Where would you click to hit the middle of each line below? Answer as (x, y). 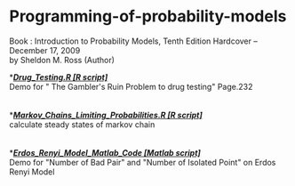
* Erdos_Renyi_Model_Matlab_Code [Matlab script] (105, 152)
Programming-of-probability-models (148, 16)
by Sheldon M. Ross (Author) (62, 60)
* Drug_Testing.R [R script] (59, 77)
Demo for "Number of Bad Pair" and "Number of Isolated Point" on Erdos (143, 162)
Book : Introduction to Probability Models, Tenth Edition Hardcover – (133, 41)
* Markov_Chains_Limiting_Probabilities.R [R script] (106, 115)
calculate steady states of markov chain (82, 124)
